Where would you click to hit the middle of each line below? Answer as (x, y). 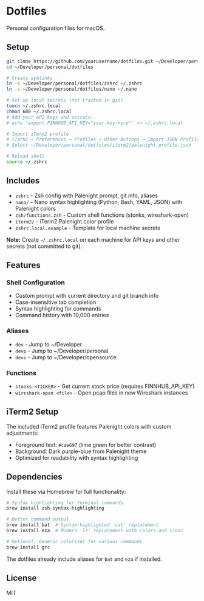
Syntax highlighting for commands (58, 309)
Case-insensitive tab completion (56, 302)
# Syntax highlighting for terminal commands (65, 503)
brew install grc (28, 547)
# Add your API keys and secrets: (50, 117)
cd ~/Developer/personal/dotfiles (50, 67)
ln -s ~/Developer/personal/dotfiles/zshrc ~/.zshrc (74, 83)
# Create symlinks (29, 78)
